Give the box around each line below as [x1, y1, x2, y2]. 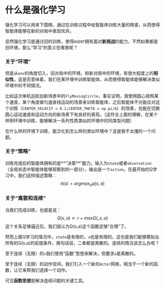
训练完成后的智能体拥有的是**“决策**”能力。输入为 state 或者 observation [5, 160, 152, 166]
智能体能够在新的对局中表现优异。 [5, 28, 74, 34]
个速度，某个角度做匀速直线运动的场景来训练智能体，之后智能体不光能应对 [5, 99, 156, 105]
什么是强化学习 [5, 4, 66, 16]
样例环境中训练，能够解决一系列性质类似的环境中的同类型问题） [5, 118, 134, 124]
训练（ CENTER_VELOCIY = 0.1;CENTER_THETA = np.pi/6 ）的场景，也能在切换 [9, 106, 160, 111]
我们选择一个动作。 [30, 267, 70, 273]
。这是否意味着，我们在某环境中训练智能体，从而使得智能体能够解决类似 [14, 76, 160, 82]
